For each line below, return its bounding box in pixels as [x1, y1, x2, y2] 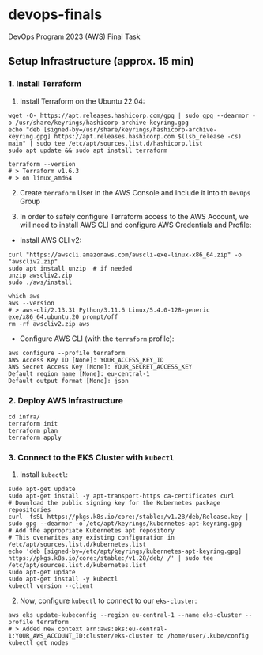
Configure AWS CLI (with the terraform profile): [19, 334, 175, 343]
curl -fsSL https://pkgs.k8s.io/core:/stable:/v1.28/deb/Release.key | [8, 513, 249, 521]
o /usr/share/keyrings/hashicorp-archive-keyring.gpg [8, 119, 190, 127]
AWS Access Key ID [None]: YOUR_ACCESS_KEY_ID [8, 356, 164, 364]
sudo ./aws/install [8, 278, 73, 286]
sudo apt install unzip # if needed [8, 264, 133, 272]
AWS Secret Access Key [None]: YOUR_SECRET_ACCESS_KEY [8, 362, 193, 371]
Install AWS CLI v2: [19, 235, 82, 244]
